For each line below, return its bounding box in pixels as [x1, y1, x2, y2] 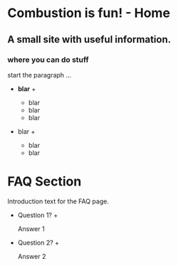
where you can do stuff [7, 55, 89, 65]
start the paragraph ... [7, 70, 72, 79]
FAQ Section [7, 174, 82, 190]
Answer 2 [17, 252, 46, 260]
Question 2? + [17, 238, 59, 247]
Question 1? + [17, 211, 58, 219]
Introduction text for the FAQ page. [7, 197, 109, 206]
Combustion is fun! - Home [7, 5, 171, 21]
